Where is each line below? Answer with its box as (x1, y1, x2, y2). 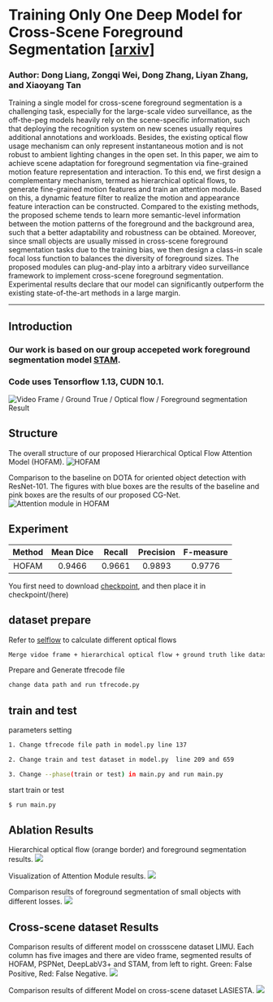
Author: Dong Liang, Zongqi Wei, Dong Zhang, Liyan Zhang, (8, 69, 249, 81)
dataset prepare (8, 613, 92, 628)
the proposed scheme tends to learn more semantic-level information (8, 210, 241, 221)
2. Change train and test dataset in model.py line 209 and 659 (8, 755, 234, 764)
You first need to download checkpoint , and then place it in (8, 580, 206, 591)
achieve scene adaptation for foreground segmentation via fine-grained (8, 159, 249, 168)
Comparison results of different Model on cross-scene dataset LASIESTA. (8, 986, 254, 995)
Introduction (8, 319, 73, 333)
